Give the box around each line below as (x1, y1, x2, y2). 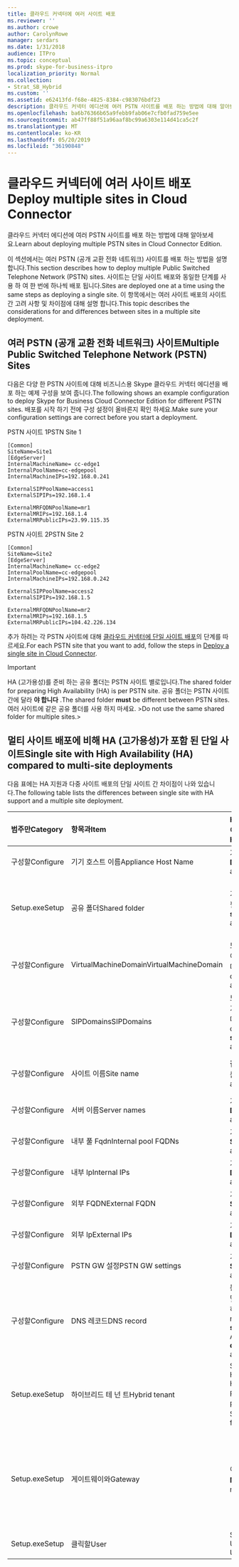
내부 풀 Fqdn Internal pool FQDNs (70, 1136, 179, 1146)
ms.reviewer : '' (7, 17, 55, 24)
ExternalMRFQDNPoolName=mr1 (7, 504, 91, 511)
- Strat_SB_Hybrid (7, 83, 62, 90)
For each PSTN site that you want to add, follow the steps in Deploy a (26, 641, 230, 650)
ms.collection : (7, 76, 53, 84)
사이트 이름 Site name (70, 1068, 139, 1078)
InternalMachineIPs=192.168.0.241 (7, 473, 110, 480)
